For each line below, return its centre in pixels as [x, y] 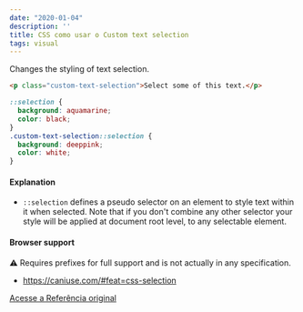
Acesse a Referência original [63, 297]
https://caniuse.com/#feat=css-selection [100, 280]
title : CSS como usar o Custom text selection [99, 35]
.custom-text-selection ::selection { [81, 136]
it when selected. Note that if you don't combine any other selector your [157, 212]
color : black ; [44, 119]
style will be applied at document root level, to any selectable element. [154, 221]
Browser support [42, 242]
